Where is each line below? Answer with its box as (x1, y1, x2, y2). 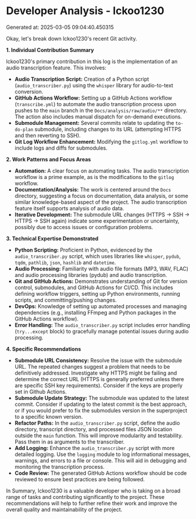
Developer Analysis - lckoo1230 (6, 4, 164, 18)
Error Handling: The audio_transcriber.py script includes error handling (14, 321, 191, 328)
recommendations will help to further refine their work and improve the (6, 500, 178, 507)
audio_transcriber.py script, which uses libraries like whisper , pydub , (14, 252, 181, 260)
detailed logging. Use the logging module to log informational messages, (14, 451, 191, 458)
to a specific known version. (14, 413, 83, 420)
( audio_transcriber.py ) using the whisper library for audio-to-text (14, 81, 174, 89)
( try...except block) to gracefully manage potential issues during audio (14, 328, 189, 335)
